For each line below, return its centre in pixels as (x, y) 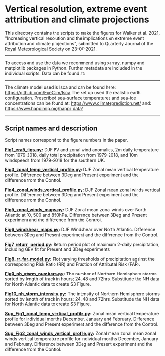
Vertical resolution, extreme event (76, 9)
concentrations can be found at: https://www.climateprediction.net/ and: (78, 103)
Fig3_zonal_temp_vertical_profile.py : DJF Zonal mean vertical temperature (82, 169)
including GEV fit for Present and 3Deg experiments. (58, 249)
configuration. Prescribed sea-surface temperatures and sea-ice (70, 98)
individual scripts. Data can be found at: (45, 73)
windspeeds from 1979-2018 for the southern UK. (55, 160)
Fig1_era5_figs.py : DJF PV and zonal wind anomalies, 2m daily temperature (82, 150)
